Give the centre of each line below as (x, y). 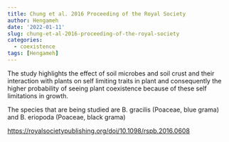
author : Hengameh (33, 20)
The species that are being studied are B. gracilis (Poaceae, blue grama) (113, 110)
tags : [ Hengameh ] (33, 54)
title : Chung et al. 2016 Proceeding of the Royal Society (97, 14)
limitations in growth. (38, 95)
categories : (25, 40)
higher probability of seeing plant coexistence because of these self (107, 88)
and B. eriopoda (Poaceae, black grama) (66, 117)
